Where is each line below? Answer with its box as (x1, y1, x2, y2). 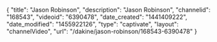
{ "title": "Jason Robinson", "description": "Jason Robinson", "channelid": (6, 6, 211, 14)
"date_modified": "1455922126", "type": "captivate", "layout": (6, 20, 179, 28)
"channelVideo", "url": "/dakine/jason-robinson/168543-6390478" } (6, 27, 198, 35)
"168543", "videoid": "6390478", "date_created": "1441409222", (6, 13, 188, 21)
